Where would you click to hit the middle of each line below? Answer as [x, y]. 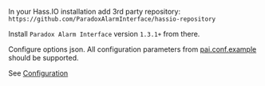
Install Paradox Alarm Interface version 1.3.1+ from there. [104, 34]
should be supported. [44, 58]
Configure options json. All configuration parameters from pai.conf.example [132, 49]
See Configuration [38, 73]
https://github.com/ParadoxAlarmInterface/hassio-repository [112, 19]
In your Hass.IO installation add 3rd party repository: [95, 12]
